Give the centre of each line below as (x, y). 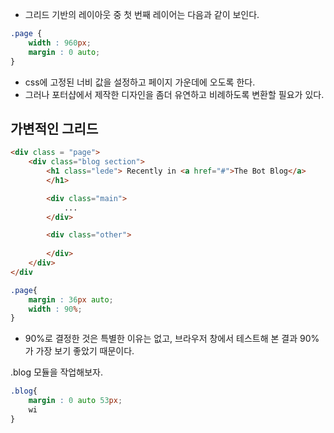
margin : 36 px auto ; (71, 299)
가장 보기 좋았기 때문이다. (85, 351)
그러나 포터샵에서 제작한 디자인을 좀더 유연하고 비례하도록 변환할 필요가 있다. (174, 94)
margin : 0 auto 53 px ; (75, 401)
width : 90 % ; (55, 309)
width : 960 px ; (60, 43)
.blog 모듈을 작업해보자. (56, 372)
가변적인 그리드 (54, 128)
